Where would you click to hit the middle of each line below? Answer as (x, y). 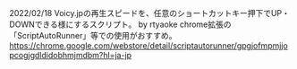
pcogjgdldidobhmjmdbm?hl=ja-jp (71, 55)
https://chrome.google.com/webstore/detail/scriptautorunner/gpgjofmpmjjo (148, 46)
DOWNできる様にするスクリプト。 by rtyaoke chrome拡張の (120, 24)
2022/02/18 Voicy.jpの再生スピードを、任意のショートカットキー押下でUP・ (150, 13)
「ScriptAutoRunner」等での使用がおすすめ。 (93, 35)
